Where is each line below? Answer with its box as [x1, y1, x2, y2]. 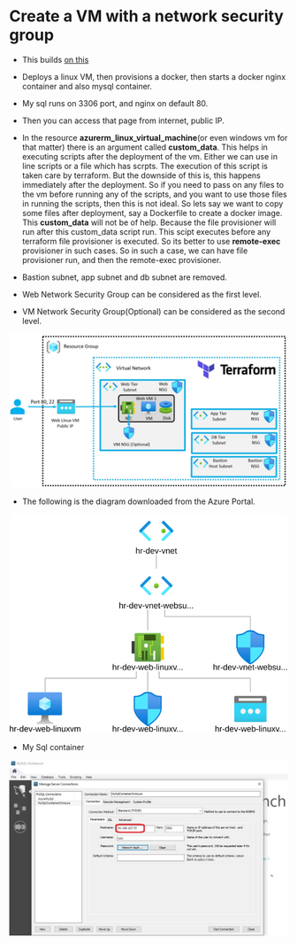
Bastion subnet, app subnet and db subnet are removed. [21, 272, 228, 283]
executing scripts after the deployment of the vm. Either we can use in [21, 151, 278, 161]
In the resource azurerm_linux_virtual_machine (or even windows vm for [21, 132, 288, 143]
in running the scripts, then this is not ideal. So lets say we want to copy [21, 198, 284, 209]
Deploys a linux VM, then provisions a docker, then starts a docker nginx [21, 71, 286, 81]
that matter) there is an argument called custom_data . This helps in [21, 142, 268, 152]
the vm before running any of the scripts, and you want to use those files [21, 189, 287, 199]
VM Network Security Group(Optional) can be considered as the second [21, 306, 286, 316]
